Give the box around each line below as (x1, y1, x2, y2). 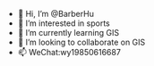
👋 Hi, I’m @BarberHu (17, 9, 94, 19)
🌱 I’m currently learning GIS (17, 28, 120, 37)
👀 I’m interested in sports (17, 18, 110, 29)
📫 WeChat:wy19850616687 (17, 47, 121, 57)
